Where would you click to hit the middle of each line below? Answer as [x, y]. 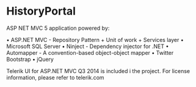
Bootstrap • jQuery [30, 59]
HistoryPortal [41, 11]
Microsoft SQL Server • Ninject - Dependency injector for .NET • [88, 46]
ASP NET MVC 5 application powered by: [58, 28]
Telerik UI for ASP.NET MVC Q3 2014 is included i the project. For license [98, 71]
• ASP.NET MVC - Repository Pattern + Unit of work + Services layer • [95, 40]
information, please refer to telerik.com [56, 77]
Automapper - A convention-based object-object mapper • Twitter [90, 52]
